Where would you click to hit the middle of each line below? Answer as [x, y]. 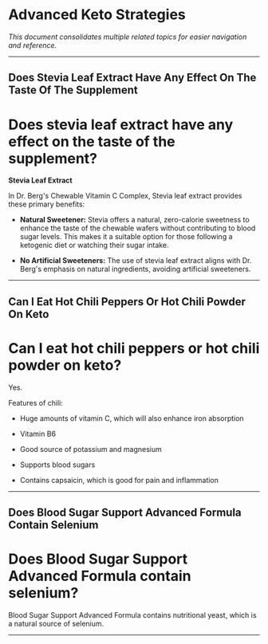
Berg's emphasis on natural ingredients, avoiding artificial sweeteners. [135, 269]
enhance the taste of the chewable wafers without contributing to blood [138, 228]
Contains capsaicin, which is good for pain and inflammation [119, 480]
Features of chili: [36, 402]
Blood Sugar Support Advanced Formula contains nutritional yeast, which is [132, 615]
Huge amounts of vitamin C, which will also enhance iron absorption [132, 418]
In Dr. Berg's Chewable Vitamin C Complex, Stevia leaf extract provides [125, 196]
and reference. [33, 45]
